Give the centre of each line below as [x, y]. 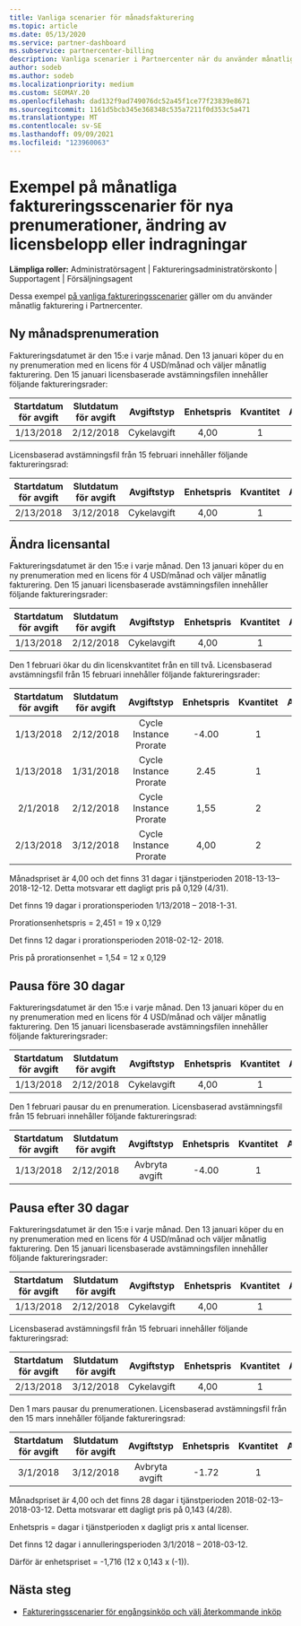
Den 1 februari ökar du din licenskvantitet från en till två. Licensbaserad [141, 665]
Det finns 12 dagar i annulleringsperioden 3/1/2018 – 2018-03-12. [129, 1544]
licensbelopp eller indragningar [129, 244]
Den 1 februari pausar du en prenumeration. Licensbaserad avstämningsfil [146, 1107]
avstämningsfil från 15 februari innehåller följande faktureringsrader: [135, 674]
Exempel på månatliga [93, 187]
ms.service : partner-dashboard [68, 43]
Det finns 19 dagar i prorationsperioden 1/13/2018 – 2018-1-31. [123, 906]
